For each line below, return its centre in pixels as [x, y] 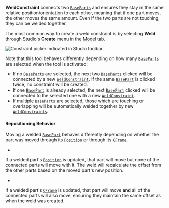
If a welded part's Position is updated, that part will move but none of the [82, 160]
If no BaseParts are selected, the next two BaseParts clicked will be [82, 74]
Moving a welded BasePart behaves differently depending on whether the [82, 135]
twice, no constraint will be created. [50, 84]
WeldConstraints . [31, 112]
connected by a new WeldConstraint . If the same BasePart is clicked [84, 79]
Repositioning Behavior [31, 123]
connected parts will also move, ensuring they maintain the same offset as [83, 196]
